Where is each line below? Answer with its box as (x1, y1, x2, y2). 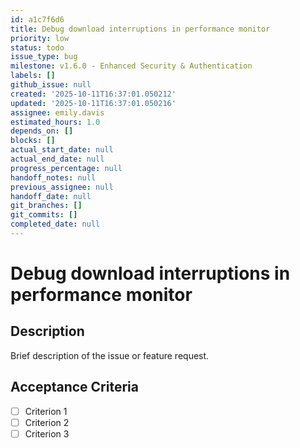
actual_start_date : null (10, 145, 114, 155)
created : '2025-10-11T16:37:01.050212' (10, 89, 177, 99)
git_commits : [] (10, 210, 78, 220)
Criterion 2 (24, 416, 70, 428)
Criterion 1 (24, 405, 68, 417)
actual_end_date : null (10, 154, 105, 164)
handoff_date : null (10, 191, 92, 201)
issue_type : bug (10, 52, 78, 62)
